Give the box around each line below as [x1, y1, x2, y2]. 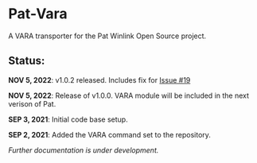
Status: [8, 54, 45, 68]
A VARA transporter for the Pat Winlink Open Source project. [8, 31, 207, 41]
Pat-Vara [8, 5, 68, 23]
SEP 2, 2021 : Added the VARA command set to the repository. [8, 130, 211, 139]
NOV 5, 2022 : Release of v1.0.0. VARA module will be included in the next [8, 91, 249, 100]
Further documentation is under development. [8, 145, 159, 155]
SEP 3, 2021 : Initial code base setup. [8, 114, 129, 124]
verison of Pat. [8, 99, 56, 108]
